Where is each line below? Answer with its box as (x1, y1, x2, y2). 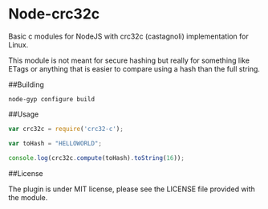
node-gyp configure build (8, 95, 95, 103)
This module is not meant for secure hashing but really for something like (8, 55, 250, 65)
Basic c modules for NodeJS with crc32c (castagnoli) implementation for (8, 31, 249, 41)
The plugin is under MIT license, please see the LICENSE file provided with (8, 184, 255, 194)
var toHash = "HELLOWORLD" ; (8, 139, 103, 147)
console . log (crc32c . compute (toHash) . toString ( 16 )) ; (8, 154, 185, 162)
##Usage (8, 109, 39, 119)
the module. (8, 192, 48, 202)
